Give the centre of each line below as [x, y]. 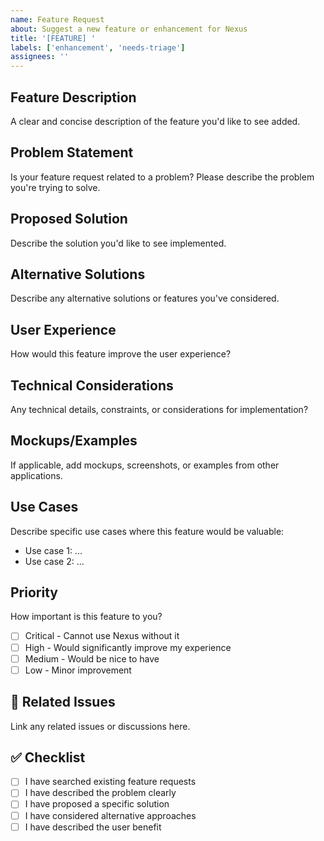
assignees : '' [40, 57]
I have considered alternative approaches [110, 815]
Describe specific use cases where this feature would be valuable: [147, 531]
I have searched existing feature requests [110, 782]
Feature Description [73, 97]
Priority [34, 592]
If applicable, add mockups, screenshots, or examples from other [145, 465]
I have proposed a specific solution [97, 804]
